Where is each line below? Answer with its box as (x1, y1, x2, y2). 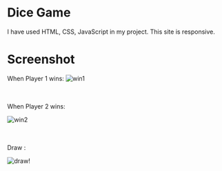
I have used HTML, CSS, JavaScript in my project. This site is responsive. (7, 27, 216, 36)
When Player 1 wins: (7, 74, 64, 82)
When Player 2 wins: (7, 102, 65, 111)
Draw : (7, 143, 26, 152)
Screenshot (7, 52, 75, 67)
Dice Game (7, 5, 71, 21)
